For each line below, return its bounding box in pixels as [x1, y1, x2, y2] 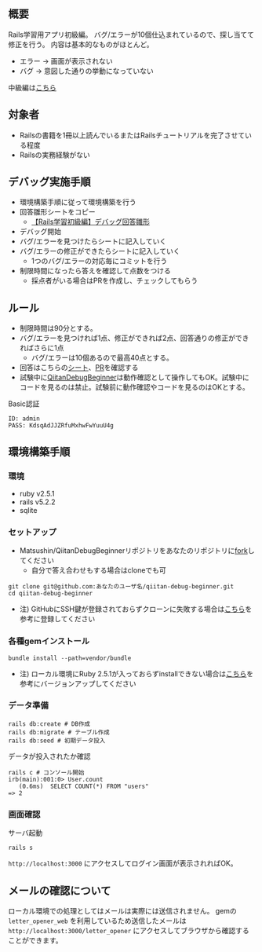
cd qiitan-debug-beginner [8, 590, 93, 598]
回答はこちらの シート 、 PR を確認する [19, 363, 139, 372]
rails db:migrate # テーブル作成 [8, 728, 110, 736]
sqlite [19, 505, 38, 514]
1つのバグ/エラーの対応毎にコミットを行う [31, 256, 168, 265]
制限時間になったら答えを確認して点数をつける [19, 266, 171, 276]
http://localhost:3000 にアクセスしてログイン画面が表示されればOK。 [8, 859, 238, 868]
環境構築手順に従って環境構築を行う [19, 197, 137, 207]
